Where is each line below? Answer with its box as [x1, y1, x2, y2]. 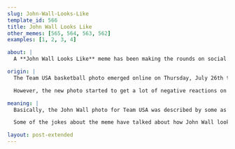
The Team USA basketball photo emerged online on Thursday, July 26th [13, 74, 224, 81]
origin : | [7, 68, 36, 75]
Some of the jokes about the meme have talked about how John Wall [13, 119, 215, 126]
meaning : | [7, 99, 39, 107]
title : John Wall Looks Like [7, 23, 92, 30]
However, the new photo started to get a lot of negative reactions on [13, 87, 227, 94]
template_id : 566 [7, 17, 58, 24]
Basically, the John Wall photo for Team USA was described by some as [13, 106, 227, 113]
